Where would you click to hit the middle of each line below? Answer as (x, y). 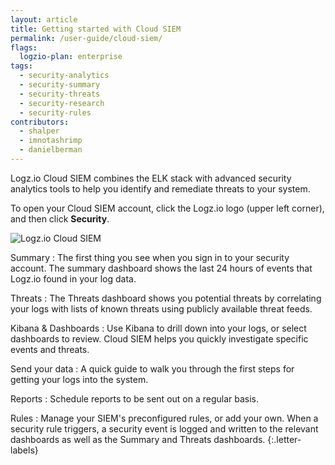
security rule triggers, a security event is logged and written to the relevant (164, 428)
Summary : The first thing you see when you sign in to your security (150, 257)
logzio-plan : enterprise (71, 57)
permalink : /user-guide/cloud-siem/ (86, 38)
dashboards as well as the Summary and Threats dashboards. (138, 439)
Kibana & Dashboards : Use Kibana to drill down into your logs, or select (158, 328)
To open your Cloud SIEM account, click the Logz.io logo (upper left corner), (167, 208)
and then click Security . (60, 218)
